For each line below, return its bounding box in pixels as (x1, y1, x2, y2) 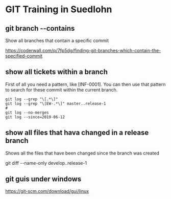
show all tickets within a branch (5, 68, 108, 76)
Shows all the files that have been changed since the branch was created (5, 150, 160, 156)
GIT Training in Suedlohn (5, 4, 112, 15)
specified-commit (5, 53, 43, 59)
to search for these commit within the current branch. (5, 86, 118, 93)
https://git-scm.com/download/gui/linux (5, 188, 89, 194)
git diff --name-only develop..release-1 (5, 160, 87, 166)
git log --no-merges (5, 110, 50, 115)
